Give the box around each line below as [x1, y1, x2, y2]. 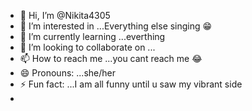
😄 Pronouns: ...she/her [19, 67, 116, 79]
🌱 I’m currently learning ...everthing [19, 31, 166, 42]
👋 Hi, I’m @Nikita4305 [19, 10, 111, 21]
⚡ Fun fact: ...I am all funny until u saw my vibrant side [19, 78, 243, 90]
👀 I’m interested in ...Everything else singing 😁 [19, 20, 213, 32]
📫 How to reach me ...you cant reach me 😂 [19, 53, 203, 64]
